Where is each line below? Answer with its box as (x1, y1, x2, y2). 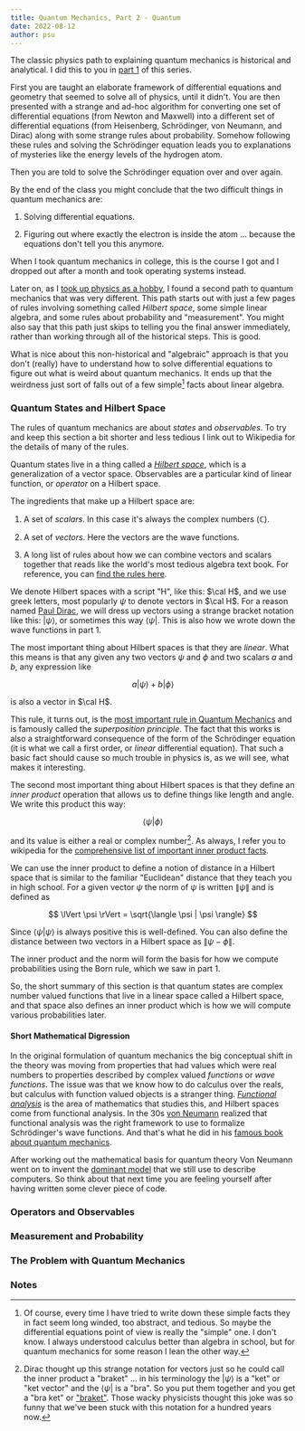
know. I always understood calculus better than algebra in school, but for (23, 1336, 295, 1348)
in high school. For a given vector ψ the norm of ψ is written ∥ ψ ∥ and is (10, 881, 274, 892)
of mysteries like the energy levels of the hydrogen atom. (10, 149, 223, 160)
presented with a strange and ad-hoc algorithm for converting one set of (10, 101, 281, 112)
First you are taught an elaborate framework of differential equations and (10, 82, 281, 93)
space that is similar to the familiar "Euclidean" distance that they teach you (10, 872, 292, 883)
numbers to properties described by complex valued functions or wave (10, 1069, 275, 1081)
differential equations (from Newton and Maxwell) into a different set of (10, 110, 275, 122)
